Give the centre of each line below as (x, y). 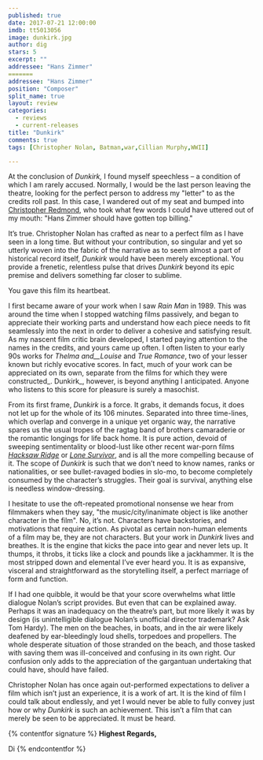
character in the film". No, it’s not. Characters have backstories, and (118, 521)
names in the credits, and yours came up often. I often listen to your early (126, 348)
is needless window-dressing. (57, 488)
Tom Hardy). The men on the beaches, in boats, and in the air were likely (126, 628)
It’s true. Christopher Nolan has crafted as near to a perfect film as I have (126, 234)
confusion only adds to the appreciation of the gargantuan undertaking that (130, 662)
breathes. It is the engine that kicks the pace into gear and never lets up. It (128, 546)
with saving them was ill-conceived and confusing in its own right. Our (122, 653)
